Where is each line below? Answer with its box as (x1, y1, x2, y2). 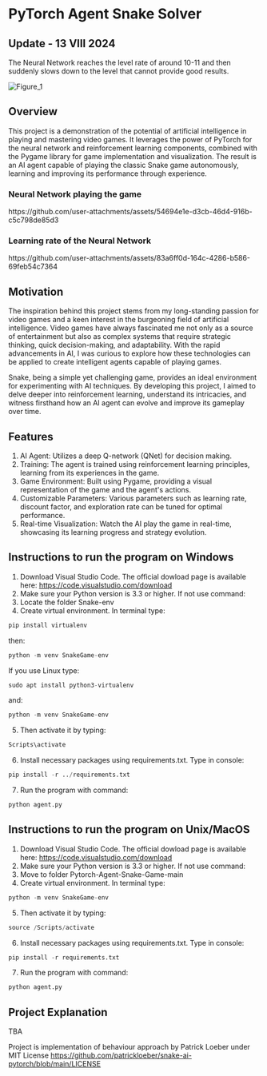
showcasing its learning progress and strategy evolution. (19, 528, 207, 537)
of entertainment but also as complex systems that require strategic (8, 332, 232, 341)
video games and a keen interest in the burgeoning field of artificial (8, 315, 229, 325)
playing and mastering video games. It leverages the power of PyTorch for (8, 134, 253, 144)
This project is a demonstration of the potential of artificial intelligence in (8, 126, 247, 136)
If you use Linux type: (8, 665, 80, 675)
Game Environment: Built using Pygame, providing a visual (19, 476, 213, 486)
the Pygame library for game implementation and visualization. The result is (8, 151, 257, 161)
